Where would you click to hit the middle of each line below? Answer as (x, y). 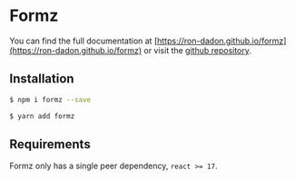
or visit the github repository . (198, 50)
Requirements (50, 144)
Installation (42, 79)
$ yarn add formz (42, 116)
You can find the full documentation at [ (84, 41)
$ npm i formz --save (50, 99)
